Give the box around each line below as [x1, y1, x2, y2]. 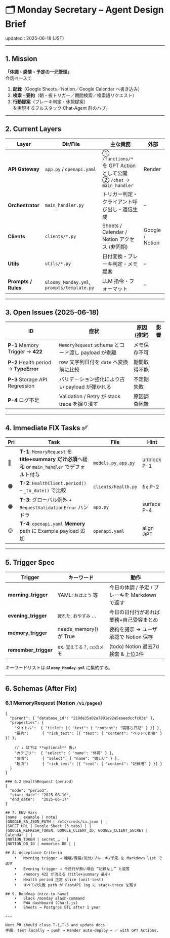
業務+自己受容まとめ [109, 617, 158, 623]
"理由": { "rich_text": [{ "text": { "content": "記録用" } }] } [14, 761, 163, 766]
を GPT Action [102, 162, 136, 169]
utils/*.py [45, 261, 71, 267]
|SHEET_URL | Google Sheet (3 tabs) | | [5, 823, 92, 828]
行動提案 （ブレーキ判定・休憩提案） [12, 99, 89, 105]
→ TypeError [8, 365, 39, 372]
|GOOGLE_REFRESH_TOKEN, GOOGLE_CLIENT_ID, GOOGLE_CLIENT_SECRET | [5, 828, 148, 833]
